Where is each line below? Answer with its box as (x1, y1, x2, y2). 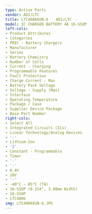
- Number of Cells (5, 59, 44, 64)
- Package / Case (5, 102, 42, 107)
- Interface (5, 92, 30, 97)
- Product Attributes (5, 31, 51, 36)
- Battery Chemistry (5, 54, 49, 60)
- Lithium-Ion (5, 139, 35, 145)
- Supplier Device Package (5, 106, 62, 112)
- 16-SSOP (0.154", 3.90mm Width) (5, 187, 78, 192)
